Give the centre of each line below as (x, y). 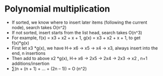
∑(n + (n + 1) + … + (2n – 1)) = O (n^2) (49, 68)
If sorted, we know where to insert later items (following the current (79, 22)
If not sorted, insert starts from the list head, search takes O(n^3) (77, 32)
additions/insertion (31, 63)
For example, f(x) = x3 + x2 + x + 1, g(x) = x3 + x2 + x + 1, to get (76, 38)
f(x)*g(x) (20, 43)
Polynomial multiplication (57, 9)
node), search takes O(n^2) (39, 27)
